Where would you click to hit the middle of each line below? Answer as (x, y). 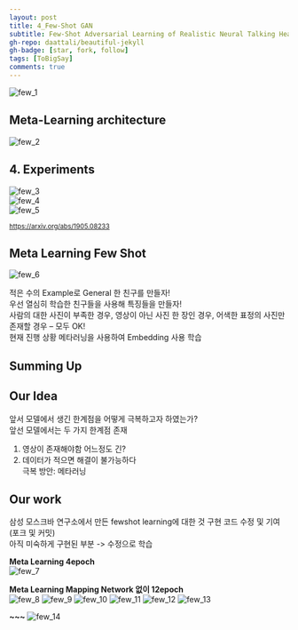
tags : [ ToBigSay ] (41, 59)
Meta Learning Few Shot (78, 253)
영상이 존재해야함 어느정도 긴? (74, 449)
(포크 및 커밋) (32, 533)
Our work (35, 499)
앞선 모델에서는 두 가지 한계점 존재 (68, 430)
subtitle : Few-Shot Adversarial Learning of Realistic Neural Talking (142, 34)
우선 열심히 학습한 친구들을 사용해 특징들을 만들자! (96, 304)
